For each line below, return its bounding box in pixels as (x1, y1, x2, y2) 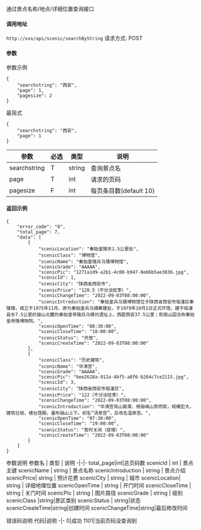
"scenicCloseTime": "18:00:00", (38, 328, 119, 335)
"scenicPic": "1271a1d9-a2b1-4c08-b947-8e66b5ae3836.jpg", (38, 269, 189, 275)
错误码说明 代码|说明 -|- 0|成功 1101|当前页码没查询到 (6, 517, 137, 524)
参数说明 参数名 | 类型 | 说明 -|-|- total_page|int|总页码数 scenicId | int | (6, 459, 182, 466)
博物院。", (19, 318, 43, 324)
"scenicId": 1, (38, 274, 77, 281)
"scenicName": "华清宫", (38, 363, 98, 370)
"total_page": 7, (17, 229, 61, 235)
